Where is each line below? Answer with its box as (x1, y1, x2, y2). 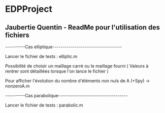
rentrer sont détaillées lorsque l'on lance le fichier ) (5, 68, 109, 74)
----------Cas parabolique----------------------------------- (5, 93, 128, 98)
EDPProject (5, 3, 53, 15)
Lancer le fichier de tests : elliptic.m (5, 53, 78, 59)
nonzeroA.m (5, 83, 30, 89)
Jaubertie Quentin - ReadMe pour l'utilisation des (5, 23, 160, 32)
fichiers (5, 31, 30, 39)
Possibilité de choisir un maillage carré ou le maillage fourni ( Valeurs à (5, 63, 149, 69)
